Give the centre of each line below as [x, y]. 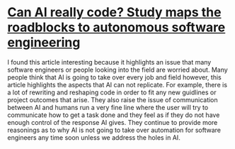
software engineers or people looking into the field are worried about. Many [117, 70]
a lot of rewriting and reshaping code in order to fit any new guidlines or [112, 92]
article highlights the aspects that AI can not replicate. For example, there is [117, 84]
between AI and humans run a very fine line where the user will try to [108, 107]
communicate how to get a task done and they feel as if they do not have [114, 115]
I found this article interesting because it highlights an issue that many [109, 62]
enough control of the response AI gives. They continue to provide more [113, 122]
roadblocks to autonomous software [116, 27]
